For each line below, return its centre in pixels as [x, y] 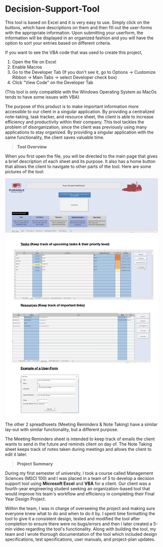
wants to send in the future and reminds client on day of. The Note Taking [78, 444]
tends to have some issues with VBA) [42, 97]
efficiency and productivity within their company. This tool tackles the [75, 122]
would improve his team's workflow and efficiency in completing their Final [80, 494]
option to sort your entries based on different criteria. [58, 43]
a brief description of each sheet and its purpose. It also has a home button [80, 161]
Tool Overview [32, 147]
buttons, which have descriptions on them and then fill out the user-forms [79, 27]
